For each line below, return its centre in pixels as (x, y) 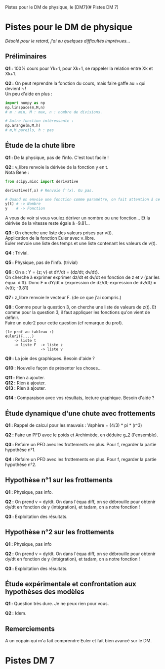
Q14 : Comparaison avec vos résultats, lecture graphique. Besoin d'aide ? (80, 398)
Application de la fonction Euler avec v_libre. (50, 238)
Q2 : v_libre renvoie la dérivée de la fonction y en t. (57, 167)
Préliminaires (26, 56)
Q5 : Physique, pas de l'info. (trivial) (41, 262)
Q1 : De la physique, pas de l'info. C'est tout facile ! (57, 157)
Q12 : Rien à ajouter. (25, 383)
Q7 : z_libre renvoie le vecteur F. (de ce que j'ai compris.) (63, 298)
